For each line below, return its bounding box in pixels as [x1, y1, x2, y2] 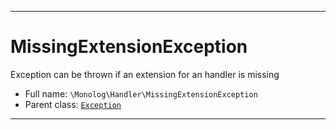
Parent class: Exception [24, 98, 122, 110]
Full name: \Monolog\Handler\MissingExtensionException [24, 87, 258, 100]
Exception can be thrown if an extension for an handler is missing [10, 68, 280, 80]
